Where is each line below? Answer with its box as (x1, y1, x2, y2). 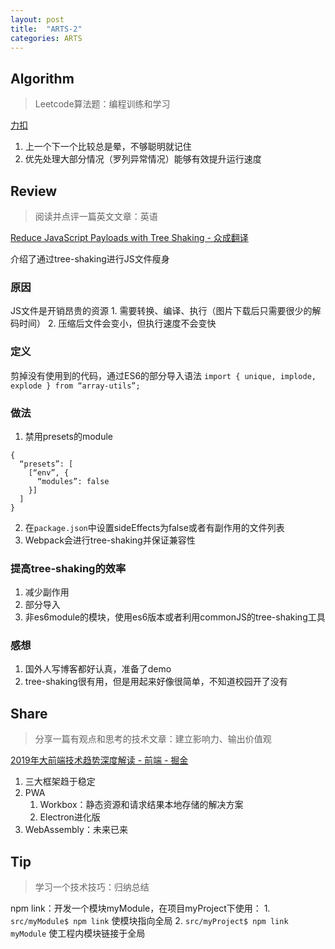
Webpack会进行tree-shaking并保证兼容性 (24, 534, 196, 546)
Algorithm (10, 70, 75, 87)
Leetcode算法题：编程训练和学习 (34, 98, 171, 110)
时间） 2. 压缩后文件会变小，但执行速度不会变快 (18, 317, 217, 330)
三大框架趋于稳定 (24, 776, 96, 788)
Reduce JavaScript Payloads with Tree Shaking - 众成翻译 (10, 232, 249, 243)
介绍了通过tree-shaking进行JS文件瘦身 (10, 253, 170, 265)
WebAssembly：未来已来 (24, 824, 128, 836)
